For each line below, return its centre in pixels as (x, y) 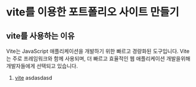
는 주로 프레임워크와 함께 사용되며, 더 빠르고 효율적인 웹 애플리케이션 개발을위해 (98, 59)
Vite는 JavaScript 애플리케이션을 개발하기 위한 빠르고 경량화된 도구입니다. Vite (98, 51)
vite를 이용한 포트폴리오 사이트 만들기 (93, 12)
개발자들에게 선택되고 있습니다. (42, 66)
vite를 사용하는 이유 (41, 36)
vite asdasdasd (33, 78)
